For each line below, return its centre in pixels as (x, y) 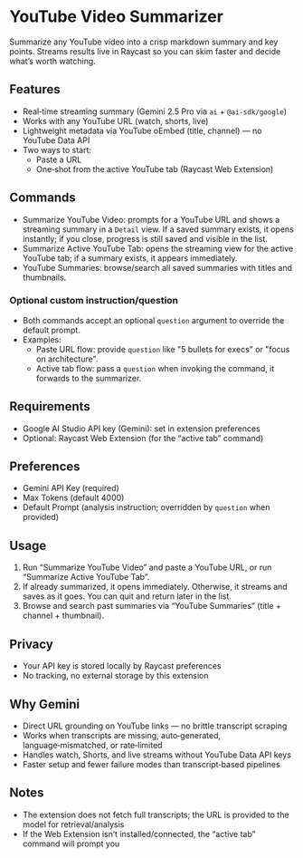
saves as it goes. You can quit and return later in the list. (127, 596)
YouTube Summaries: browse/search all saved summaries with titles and (157, 267)
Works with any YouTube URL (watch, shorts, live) (115, 121)
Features (35, 89)
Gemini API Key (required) (71, 488)
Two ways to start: (57, 149)
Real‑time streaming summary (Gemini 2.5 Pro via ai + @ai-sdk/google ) (155, 111)
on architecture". (67, 359)
